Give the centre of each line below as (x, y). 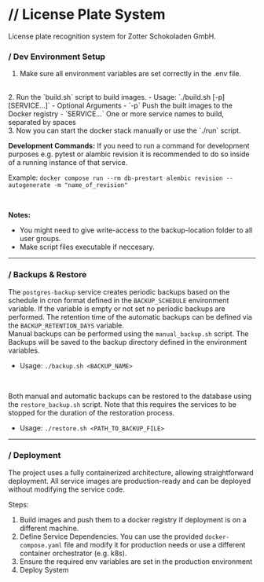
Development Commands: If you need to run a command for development (129, 146)
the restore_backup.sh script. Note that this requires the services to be (123, 404)
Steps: (18, 504)
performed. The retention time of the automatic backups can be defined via (130, 317)
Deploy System (44, 569)
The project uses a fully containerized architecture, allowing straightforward (131, 472)
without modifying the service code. (67, 489)
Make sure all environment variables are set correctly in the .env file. (130, 74)
